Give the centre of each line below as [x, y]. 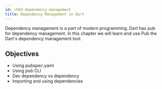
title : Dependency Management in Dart [45, 14]
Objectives [22, 54]
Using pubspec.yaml [33, 66]
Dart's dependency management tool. [43, 38]
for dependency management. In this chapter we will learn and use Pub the [81, 33]
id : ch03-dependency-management [38, 10]
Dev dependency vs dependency [46, 76]
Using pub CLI [27, 71]
